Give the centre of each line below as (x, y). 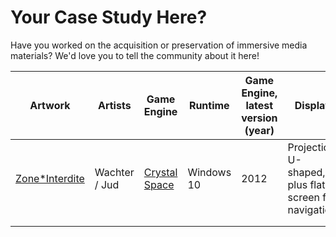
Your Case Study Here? (109, 17)
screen (303, 197)
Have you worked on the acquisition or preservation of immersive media (159, 45)
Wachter (114, 172)
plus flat (306, 184)
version (259, 118)
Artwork (50, 105)
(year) (259, 130)
